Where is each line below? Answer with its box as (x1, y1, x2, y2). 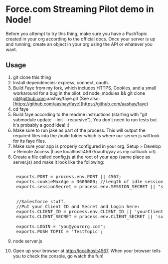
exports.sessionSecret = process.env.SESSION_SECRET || (16, 184, 156, 189)
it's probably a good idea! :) (12, 122, 70, 128)
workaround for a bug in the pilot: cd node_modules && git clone (12, 90, 146, 96)
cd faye (12, 106, 29, 112)
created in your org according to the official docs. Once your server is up (5, 36, 156, 42)
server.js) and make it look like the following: (12, 159, 104, 165)
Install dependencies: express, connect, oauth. (12, 79, 109, 85)
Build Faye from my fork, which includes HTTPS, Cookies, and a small (12, 85, 157, 91)
